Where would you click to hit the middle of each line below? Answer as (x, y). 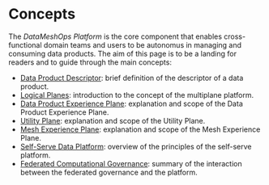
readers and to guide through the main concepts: (90, 62)
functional (25, 44)
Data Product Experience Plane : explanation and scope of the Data (131, 103)
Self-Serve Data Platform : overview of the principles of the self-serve (136, 146)
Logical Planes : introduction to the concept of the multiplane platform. (137, 95)
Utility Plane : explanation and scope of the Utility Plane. (113, 120)
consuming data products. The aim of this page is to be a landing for (123, 53)
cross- (235, 36)
